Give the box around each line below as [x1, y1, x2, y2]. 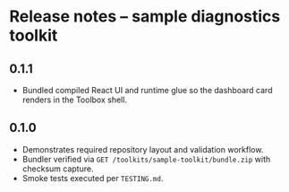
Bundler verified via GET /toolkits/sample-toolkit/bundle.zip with [21, 153, 271, 164]
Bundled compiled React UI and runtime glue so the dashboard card [21, 85, 273, 95]
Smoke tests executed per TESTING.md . [21, 172, 164, 183]
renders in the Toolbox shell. [21, 94, 128, 105]
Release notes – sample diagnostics [9, 6, 281, 27]
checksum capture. [21, 163, 94, 174]
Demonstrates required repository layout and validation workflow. [21, 144, 264, 154]
